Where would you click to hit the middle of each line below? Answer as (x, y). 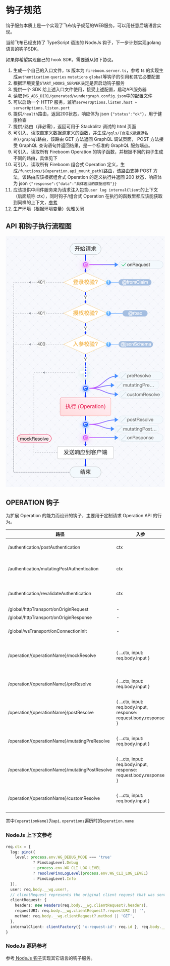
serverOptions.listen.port (41, 108)
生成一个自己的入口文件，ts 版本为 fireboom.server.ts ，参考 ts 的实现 (86, 70)
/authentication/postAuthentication (44, 547)
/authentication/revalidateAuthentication (49, 593)
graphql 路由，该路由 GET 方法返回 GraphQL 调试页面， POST (85, 139)
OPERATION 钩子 (33, 502)
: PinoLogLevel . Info (54, 879)
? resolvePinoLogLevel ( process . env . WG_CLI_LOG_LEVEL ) (90, 873)
